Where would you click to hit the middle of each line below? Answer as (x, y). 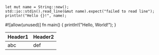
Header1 (18, 37)
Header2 (43, 37)
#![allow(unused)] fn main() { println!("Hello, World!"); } (61, 25)
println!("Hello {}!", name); (36, 16)
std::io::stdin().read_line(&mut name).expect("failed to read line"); (80, 11)
